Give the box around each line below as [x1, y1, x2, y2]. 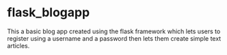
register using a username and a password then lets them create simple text [7, 34, 222, 42]
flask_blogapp [7, 5, 90, 20]
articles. [7, 41, 30, 50]
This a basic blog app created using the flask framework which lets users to [7, 27, 221, 35]
